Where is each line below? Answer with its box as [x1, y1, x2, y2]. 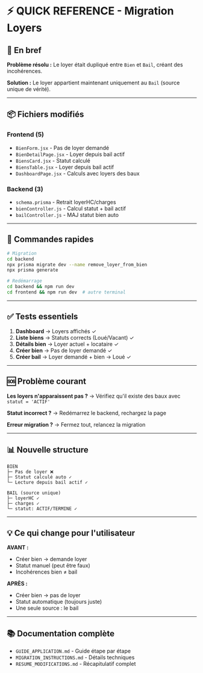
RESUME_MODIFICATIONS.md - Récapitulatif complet [15, 660, 136, 667]
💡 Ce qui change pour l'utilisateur [7, 528, 136, 538]
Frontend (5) [7, 130, 45, 139]
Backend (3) [7, 184, 44, 193]
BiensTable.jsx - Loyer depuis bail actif [15, 163, 114, 171]
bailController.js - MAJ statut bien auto [15, 211, 119, 218]
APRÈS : [7, 580, 28, 587]
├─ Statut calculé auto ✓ [7, 474, 72, 480]
